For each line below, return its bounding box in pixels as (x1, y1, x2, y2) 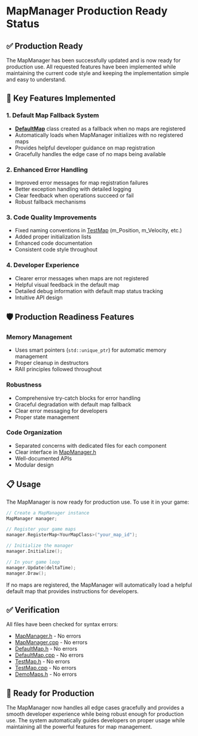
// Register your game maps (6, 526, 77, 532)
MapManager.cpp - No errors (14, 639, 88, 646)
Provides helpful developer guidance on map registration (14, 144, 156, 151)
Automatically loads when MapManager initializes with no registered (14, 131, 184, 139)
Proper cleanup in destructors (14, 359, 89, 367)
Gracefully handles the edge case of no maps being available (14, 150, 166, 157)
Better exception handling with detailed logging (14, 185, 132, 193)
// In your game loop (6, 559, 60, 565)
